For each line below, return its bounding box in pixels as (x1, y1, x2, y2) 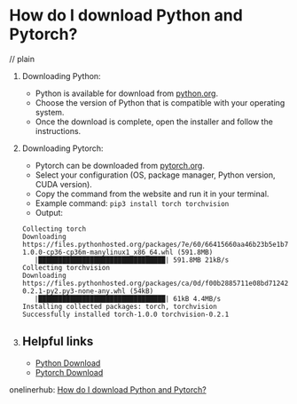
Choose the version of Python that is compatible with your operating (35, 97, 285, 107)
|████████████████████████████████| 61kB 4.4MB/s (34, 294, 222, 303)
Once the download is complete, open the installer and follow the (35, 116, 273, 127)
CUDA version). (35, 178, 93, 189)
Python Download (35, 357, 101, 368)
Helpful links (21, 334, 94, 349)
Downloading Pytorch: (21, 143, 104, 154)
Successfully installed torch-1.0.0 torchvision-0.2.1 (21, 310, 230, 319)
